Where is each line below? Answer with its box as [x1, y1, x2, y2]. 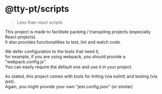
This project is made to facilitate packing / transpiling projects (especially [5, 29, 151, 34]
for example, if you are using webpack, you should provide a [5, 53, 126, 59]
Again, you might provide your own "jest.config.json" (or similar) [5, 83, 133, 89]
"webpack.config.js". [5, 59, 47, 64]
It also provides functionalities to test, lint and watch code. [5, 39, 121, 45]
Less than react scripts [16, 19, 63, 25]
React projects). [5, 34, 37, 40]
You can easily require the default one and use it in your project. [5, 64, 133, 70]
